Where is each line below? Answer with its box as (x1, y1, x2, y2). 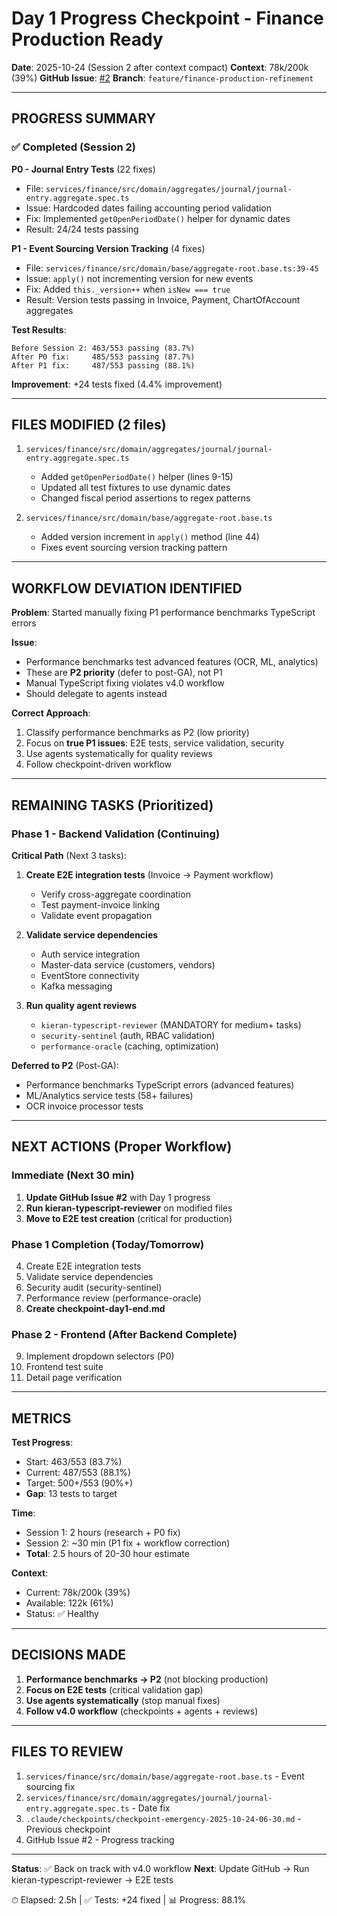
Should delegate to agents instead (25, 688, 168, 700)
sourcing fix (25, 1780, 76, 1792)
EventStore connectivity (40, 969, 140, 981)
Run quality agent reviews (25, 999, 138, 1011)
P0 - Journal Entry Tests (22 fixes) (11, 163, 156, 175)
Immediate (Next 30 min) (11, 1168, 135, 1182)
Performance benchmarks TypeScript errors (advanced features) (25, 1078, 295, 1091)
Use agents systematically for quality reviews (25, 748, 213, 760)
